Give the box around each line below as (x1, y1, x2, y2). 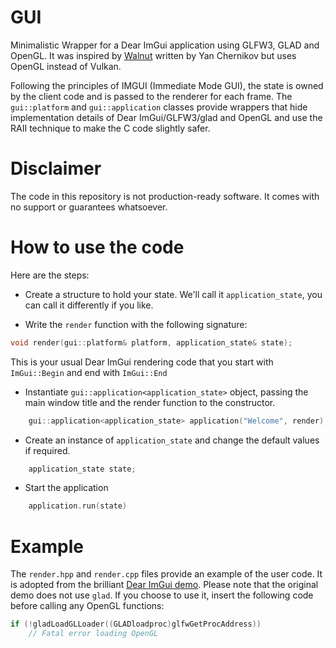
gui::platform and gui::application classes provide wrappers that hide (10, 101, 308, 113)
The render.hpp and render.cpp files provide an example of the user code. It (10, 568, 323, 580)
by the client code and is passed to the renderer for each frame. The (10, 90, 293, 102)
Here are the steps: (10, 269, 90, 281)
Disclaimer (10, 157, 102, 180)
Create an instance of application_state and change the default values (24, 434, 320, 446)
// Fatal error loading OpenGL (28, 629, 159, 639)
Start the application (24, 482, 109, 494)
